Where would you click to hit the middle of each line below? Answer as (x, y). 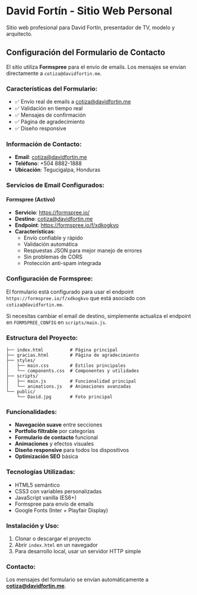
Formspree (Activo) (31, 199)
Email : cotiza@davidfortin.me (51, 157)
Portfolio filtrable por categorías (55, 431)
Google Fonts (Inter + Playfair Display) (61, 510)
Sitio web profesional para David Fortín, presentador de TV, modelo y (90, 27)
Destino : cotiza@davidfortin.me (54, 219)
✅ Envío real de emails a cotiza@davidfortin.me (73, 102)
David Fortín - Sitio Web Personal (89, 11)
